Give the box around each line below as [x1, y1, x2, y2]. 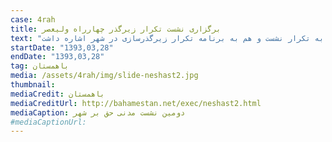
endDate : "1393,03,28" [10, 52, 105, 62]
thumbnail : [10, 80, 56, 90]
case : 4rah [10, 14, 56, 25]
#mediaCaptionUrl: [10, 117, 87, 127]
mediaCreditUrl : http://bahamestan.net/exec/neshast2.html [10, 98, 262, 108]
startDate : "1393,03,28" [10, 42, 114, 53]
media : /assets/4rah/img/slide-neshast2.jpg [10, 71, 199, 81]
